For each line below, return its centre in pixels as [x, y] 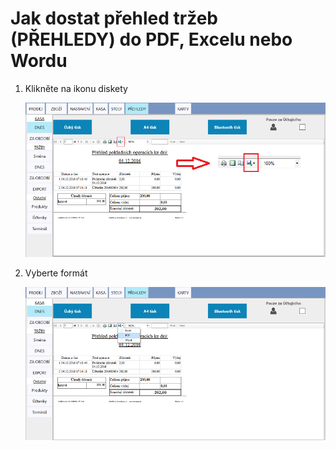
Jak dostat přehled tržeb [114, 18]
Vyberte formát [56, 273]
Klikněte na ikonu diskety [76, 88]
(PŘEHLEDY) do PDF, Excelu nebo [151, 39]
